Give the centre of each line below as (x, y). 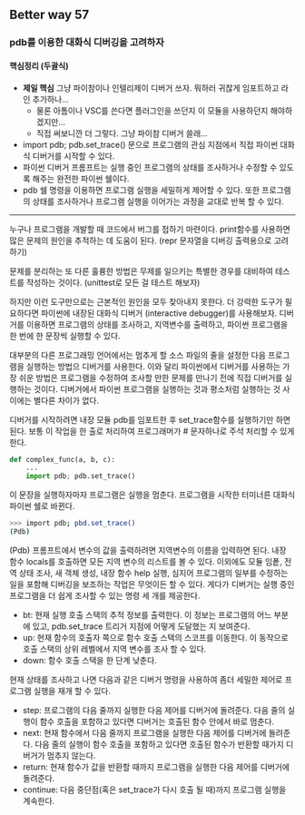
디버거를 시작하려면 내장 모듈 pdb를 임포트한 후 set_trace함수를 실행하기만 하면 (150, 419)
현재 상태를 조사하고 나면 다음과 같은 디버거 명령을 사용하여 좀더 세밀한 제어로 (146, 679)
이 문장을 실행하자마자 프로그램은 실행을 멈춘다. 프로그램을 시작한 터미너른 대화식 (152, 495)
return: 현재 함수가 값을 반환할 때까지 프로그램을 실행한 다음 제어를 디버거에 (156, 767)
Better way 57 (49, 15)
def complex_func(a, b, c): (63, 459)
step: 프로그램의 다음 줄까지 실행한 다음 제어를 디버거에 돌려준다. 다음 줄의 (154, 710)
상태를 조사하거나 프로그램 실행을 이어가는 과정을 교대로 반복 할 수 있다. (158, 201)
